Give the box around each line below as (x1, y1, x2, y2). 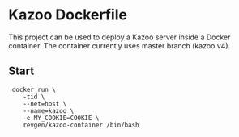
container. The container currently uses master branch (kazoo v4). (8, 40, 231, 50)
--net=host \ (23, 99, 67, 108)
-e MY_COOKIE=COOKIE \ (23, 114, 100, 122)
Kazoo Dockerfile (8, 6, 128, 24)
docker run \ (11, 85, 57, 93)
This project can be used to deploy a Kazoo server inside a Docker (8, 32, 231, 42)
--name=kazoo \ (23, 106, 75, 114)
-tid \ (23, 93, 45, 101)
